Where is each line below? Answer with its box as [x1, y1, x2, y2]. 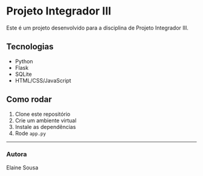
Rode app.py [14, 130, 47, 137]
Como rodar [6, 95, 53, 105]
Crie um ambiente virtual [14, 116, 77, 124]
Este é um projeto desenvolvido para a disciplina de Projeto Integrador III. [6, 24, 189, 31]
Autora [6, 150, 27, 159]
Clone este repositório [14, 110, 71, 118]
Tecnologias [6, 42, 54, 52]
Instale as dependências [14, 123, 76, 130]
